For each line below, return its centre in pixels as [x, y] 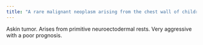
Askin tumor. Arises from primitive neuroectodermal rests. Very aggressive [99, 29]
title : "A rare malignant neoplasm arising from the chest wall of [93, 12]
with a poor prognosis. [34, 35]
